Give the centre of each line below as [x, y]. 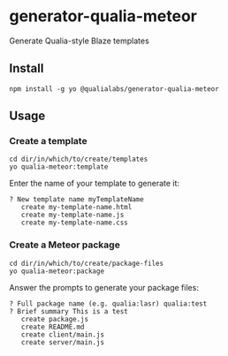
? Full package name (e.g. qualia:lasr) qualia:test [108, 303]
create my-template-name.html [76, 208]
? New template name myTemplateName [76, 200]
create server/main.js [62, 342]
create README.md [53, 327]
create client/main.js [62, 334]
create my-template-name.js [72, 215]
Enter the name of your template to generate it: [94, 184]
